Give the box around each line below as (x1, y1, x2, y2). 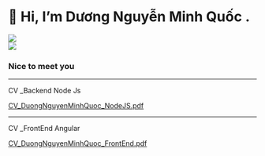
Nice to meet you (8, 60, 75, 71)
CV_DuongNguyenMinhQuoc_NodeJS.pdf (8, 101, 144, 111)
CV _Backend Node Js (8, 86, 81, 96)
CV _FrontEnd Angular (8, 124, 80, 133)
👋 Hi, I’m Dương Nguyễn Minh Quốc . (8, 8, 251, 26)
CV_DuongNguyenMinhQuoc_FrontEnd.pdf (8, 139, 147, 148)
